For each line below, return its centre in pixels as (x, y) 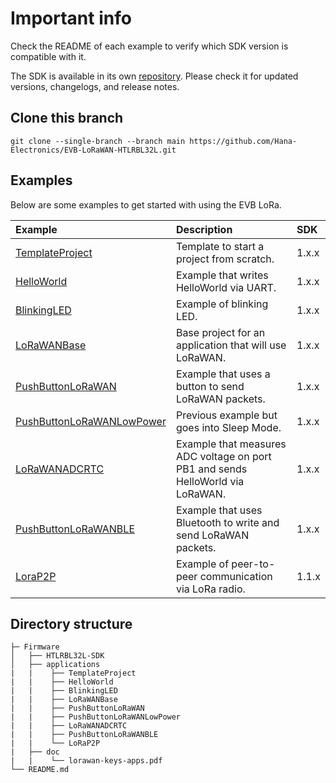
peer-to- (253, 564)
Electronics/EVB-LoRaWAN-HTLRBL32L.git (93, 150)
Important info (71, 18)
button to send (210, 386)
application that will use (231, 345)
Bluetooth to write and (227, 522)
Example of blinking (222, 304)
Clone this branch (67, 118)
